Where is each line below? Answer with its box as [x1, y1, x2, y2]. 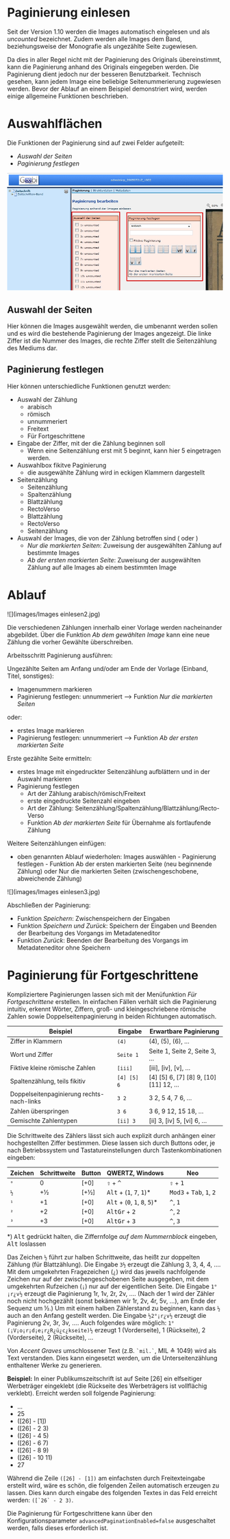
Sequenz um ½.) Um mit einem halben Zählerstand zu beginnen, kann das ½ [7, 1303, 220, 1312]
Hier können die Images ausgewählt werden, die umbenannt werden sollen [7, 321, 218, 330]
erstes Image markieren [16, 726, 84, 734]
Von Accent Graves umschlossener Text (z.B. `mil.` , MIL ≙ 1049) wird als [7, 1346, 217, 1354]
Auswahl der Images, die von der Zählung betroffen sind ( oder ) [16, 534, 199, 542]
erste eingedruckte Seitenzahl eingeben [27, 797, 140, 805]
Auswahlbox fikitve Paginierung [16, 461, 107, 469]
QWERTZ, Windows [106, 1169, 164, 1177]
